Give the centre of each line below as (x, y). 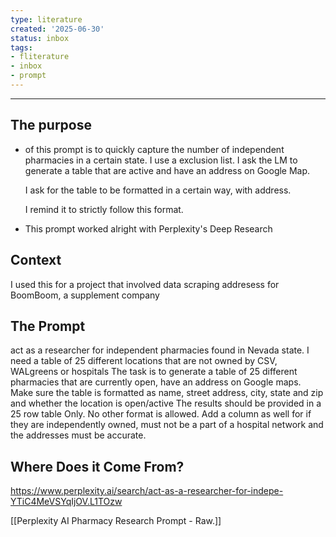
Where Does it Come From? (97, 466)
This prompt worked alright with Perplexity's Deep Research (148, 228)
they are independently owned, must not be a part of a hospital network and (167, 425)
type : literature (46, 19)
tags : (21, 47)
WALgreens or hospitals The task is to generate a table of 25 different (154, 372)
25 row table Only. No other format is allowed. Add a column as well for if (161, 414)
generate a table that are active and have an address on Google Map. (167, 170)
